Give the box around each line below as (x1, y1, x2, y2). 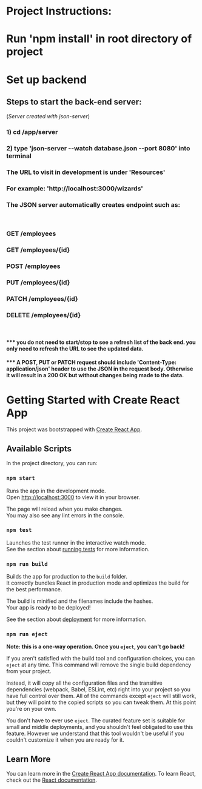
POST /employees (6, 262, 61, 270)
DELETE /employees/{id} (6, 311, 81, 319)
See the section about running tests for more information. (6, 545, 150, 552)
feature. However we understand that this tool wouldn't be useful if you (6, 730, 184, 737)
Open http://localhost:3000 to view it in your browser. (6, 493, 141, 501)
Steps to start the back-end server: (6, 96, 142, 107)
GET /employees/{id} (6, 246, 70, 254)
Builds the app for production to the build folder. (6, 573, 128, 580)
